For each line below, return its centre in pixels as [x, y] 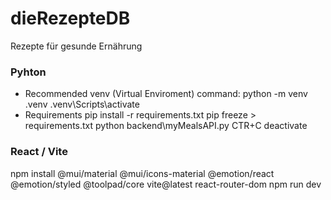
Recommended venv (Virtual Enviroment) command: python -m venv [166, 94]
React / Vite [39, 152]
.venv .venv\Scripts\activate [82, 104]
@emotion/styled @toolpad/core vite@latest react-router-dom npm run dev [166, 184]
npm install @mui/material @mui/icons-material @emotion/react [142, 173]
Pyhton [28, 72]
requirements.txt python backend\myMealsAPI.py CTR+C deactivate [166, 126]
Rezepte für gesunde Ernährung [76, 46]
